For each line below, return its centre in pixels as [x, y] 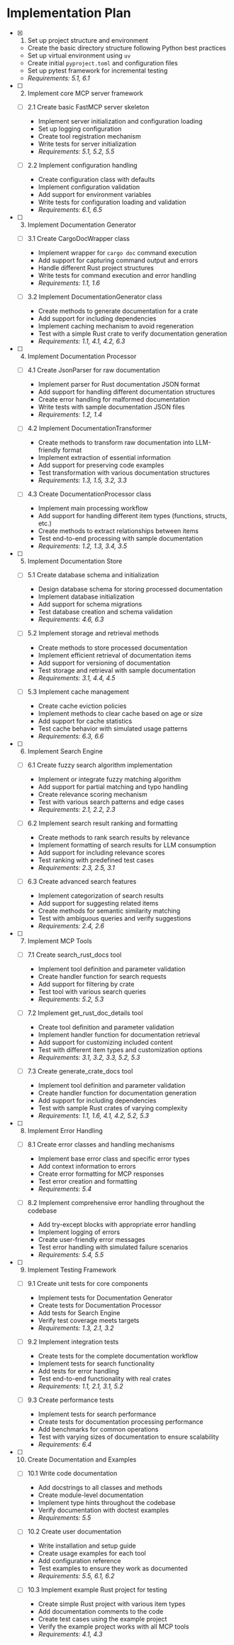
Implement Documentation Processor [82, 356]
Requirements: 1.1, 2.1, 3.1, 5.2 [80, 1386]
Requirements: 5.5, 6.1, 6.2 [76, 1576]
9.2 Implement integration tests [73, 1342]
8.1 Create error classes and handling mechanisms [101, 1144]
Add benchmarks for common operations [98, 1430]
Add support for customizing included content [105, 1042]
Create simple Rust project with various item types [112, 1604]
